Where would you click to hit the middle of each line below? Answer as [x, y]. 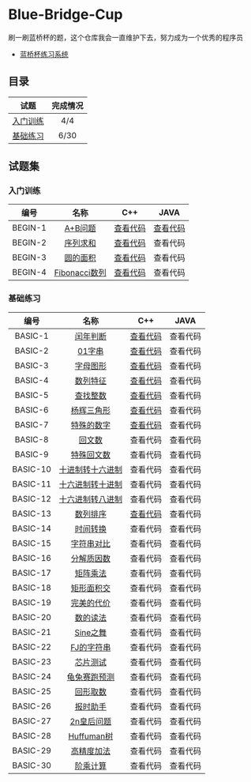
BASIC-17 [32, 573]
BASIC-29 [32, 750]
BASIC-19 [32, 602]
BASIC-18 [32, 588]
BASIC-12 [32, 498]
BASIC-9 [32, 454]
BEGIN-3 [30, 258]
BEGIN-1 [30, 228]
